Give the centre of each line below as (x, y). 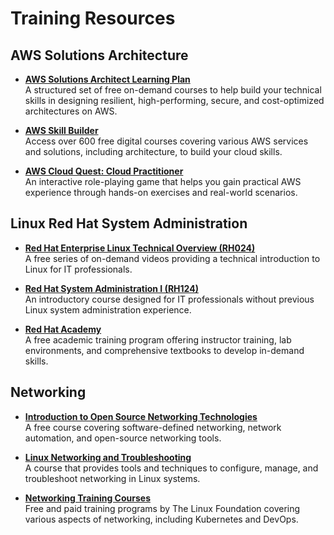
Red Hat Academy (63, 329)
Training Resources (93, 18)
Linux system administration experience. (108, 309)
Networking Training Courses (87, 498)
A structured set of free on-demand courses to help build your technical (173, 90)
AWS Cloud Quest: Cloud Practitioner (104, 171)
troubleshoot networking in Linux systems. (112, 478)
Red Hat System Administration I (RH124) (111, 288)
